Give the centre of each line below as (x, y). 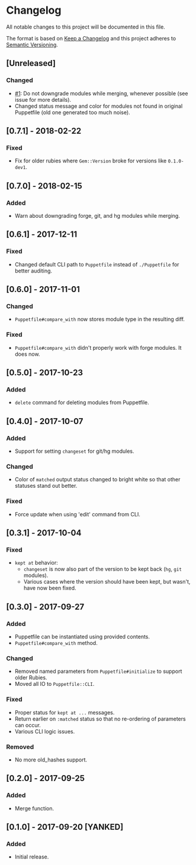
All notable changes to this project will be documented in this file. (86, 27)
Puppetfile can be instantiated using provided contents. (82, 637)
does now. (27, 354)
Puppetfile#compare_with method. (56, 643)
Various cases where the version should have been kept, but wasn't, (107, 582)
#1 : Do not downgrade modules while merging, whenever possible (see (101, 93)
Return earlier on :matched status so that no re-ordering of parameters (100, 719)
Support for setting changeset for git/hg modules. (74, 451)
